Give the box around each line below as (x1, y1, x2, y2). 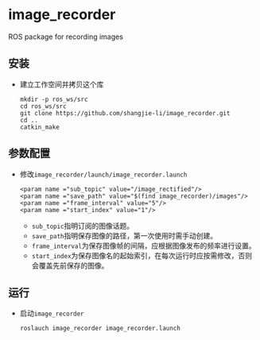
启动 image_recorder (19, 308, 85, 319)
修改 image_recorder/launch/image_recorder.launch (19, 169, 188, 179)
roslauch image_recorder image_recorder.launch (19, 324, 180, 333)
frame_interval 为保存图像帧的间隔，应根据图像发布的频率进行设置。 (31, 241, 256, 250)
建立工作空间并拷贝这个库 (19, 79, 104, 89)
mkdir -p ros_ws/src (19, 95, 88, 103)
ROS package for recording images (8, 32, 123, 41)
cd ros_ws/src (19, 102, 67, 110)
